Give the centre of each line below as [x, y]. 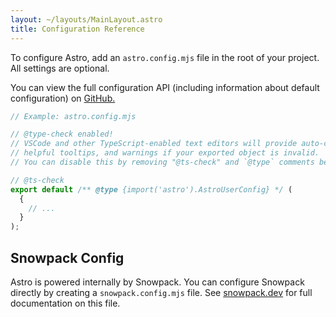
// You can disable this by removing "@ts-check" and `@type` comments [162, 162]
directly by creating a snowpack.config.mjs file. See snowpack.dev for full [161, 292]
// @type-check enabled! [62, 134]
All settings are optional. [60, 68]
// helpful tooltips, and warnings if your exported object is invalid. [165, 153]
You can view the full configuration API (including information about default [165, 87]
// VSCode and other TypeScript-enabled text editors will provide [154, 144]
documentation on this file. [65, 303]
